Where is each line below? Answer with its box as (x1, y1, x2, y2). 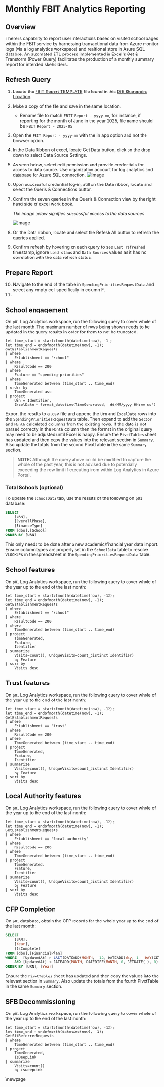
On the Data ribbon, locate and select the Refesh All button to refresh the (12, 229, 159, 235)
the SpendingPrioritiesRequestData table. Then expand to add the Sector (5, 416, 152, 422)
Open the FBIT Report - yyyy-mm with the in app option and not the (12, 132, 147, 138)
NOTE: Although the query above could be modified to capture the (17, 457, 151, 462)
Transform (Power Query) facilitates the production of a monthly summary (5, 56, 154, 62)
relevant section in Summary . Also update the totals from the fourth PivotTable (5, 978, 159, 984)
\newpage (5, 1076, 26, 1082)
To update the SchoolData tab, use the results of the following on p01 (5, 495, 143, 501)
